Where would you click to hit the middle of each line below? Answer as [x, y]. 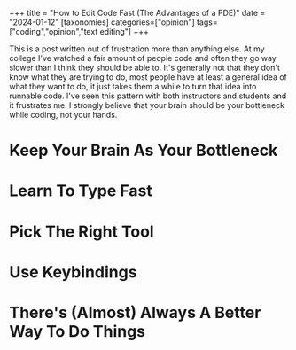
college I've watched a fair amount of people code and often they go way [143, 58]
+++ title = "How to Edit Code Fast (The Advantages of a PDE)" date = [137, 13]
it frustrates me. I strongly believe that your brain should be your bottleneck [147, 105]
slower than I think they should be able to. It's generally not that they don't [145, 67]
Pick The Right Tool [82, 232]
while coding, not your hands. [63, 115]
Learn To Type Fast [81, 191]
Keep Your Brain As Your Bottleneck [144, 151]
